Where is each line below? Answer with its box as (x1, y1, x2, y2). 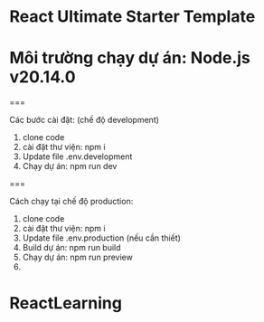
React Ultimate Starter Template (9, 6, 256, 27)
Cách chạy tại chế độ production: (9, 196, 134, 207)
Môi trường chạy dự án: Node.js (9, 48, 251, 69)
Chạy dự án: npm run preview (22, 251, 133, 263)
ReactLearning (9, 293, 122, 314)
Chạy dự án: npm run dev (22, 161, 118, 172)
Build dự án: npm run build (22, 242, 121, 253)
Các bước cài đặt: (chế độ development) (9, 115, 160, 126)
